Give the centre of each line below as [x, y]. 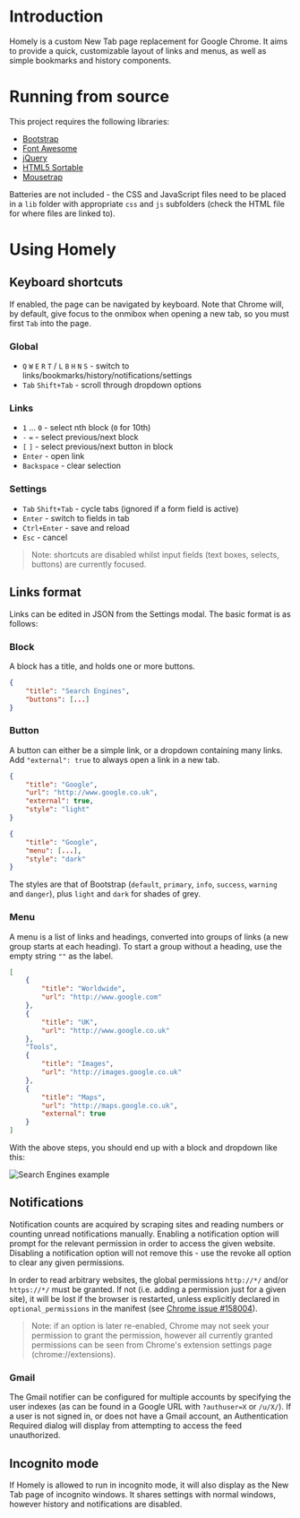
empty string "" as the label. [61, 956]
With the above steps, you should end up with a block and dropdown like [143, 1148]
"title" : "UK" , [70, 1022]
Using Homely [63, 250]
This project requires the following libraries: [90, 121]
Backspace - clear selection [72, 466]
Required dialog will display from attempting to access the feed [125, 1426]
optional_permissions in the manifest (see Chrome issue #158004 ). [133, 1308]
